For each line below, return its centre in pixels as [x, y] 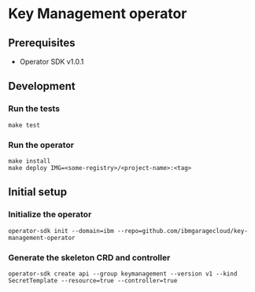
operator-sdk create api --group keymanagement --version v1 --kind [123, 274]
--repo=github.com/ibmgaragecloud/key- [182, 231]
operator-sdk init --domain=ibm [61, 231]
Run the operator [41, 145]
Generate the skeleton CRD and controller [89, 257]
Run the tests [34, 109]
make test [24, 125]
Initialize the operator [50, 215]
